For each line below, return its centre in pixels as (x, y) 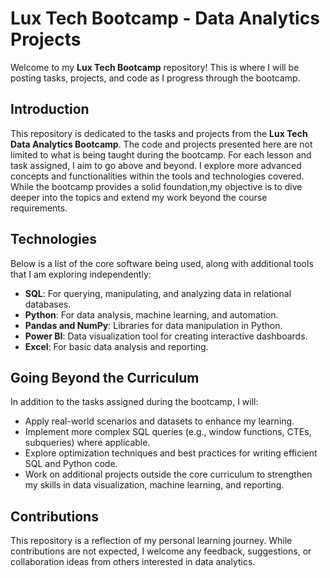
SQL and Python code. (71, 464)
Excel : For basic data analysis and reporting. (116, 346)
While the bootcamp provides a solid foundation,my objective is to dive (156, 186)
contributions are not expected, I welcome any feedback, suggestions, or (161, 551)
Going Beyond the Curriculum (105, 377)
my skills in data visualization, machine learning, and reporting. (154, 485)
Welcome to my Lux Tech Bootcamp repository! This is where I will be (155, 67)
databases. (48, 304)
